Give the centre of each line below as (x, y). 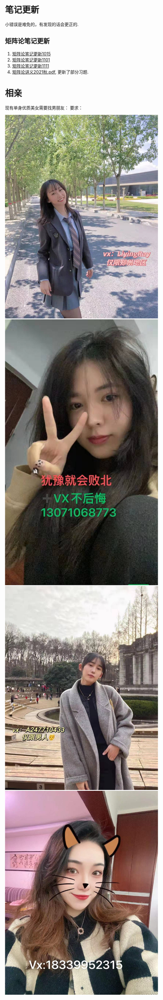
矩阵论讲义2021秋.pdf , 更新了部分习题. (50, 72)
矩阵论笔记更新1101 (31, 60)
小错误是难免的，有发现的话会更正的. (42, 24)
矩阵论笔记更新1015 (31, 53)
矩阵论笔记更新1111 (31, 66)
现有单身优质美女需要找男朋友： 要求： (44, 108)
